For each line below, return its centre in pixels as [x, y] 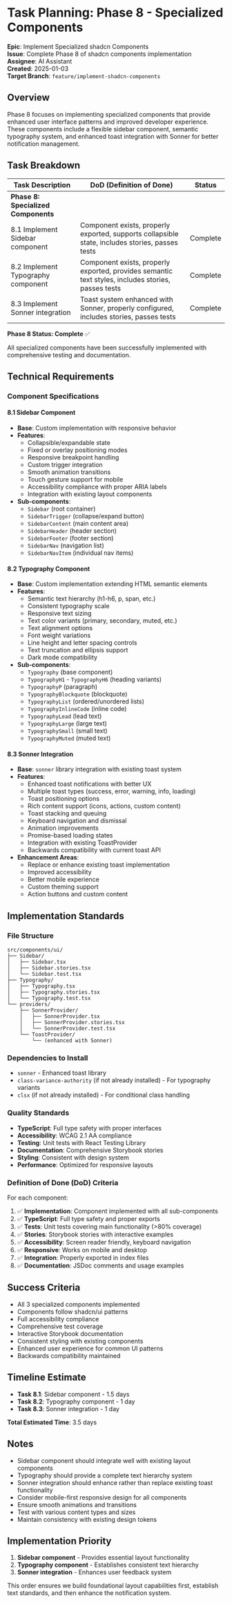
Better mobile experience [64, 880]
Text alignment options [60, 628]
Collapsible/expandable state [69, 443]
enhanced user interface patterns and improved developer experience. [108, 122]
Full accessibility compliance [58, 1319]
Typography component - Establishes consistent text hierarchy [108, 1565]
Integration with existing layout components [90, 494]
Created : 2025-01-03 [38, 68]
